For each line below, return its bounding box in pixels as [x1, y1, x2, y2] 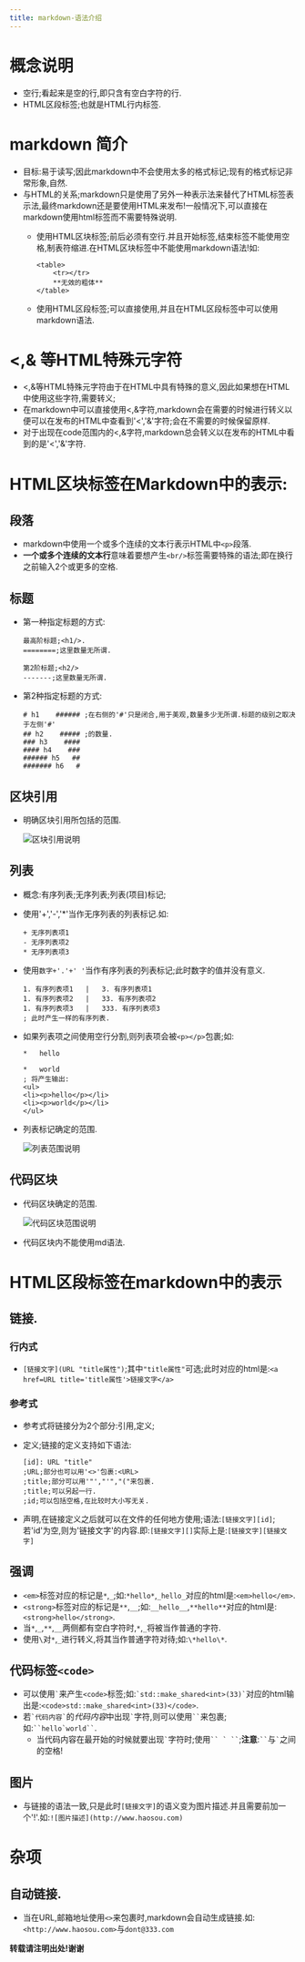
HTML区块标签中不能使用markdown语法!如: [97, 242, 260, 253]
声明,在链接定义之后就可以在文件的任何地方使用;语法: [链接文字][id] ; [22, 1513, 276, 1524]
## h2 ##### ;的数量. [22, 730, 114, 739]
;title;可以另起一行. [22, 1487, 97, 1496]
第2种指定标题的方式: [22, 690, 103, 701]
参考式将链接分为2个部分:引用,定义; [22, 1420, 155, 1431]
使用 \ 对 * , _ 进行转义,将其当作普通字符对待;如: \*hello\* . [22, 1633, 228, 1644]
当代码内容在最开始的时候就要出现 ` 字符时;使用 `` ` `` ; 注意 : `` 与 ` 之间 [36, 1734, 296, 1745]
